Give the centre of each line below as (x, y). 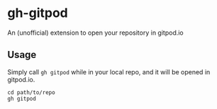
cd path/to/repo (31, 92)
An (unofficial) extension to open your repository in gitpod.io (96, 33)
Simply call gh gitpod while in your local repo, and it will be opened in (109, 71)
